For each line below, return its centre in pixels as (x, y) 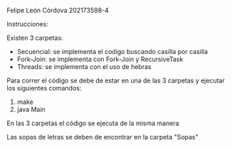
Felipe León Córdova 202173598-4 (58, 10)
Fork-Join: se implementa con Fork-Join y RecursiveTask (100, 59)
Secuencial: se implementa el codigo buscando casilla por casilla (112, 52)
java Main (31, 109)
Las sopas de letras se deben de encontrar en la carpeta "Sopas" (102, 137)
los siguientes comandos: (44, 88)
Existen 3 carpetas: (35, 38)
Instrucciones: (28, 24)
